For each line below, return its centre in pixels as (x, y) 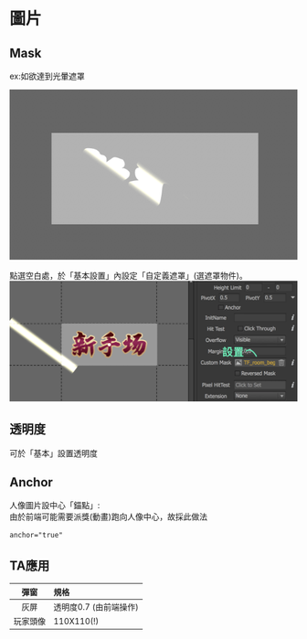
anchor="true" (37, 536)
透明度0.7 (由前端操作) (96, 607)
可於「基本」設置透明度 (53, 453)
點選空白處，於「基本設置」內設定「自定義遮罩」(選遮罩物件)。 (129, 275)
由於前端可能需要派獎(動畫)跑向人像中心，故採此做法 (109, 517)
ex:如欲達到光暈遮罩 (47, 76)
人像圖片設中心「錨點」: (55, 506)
